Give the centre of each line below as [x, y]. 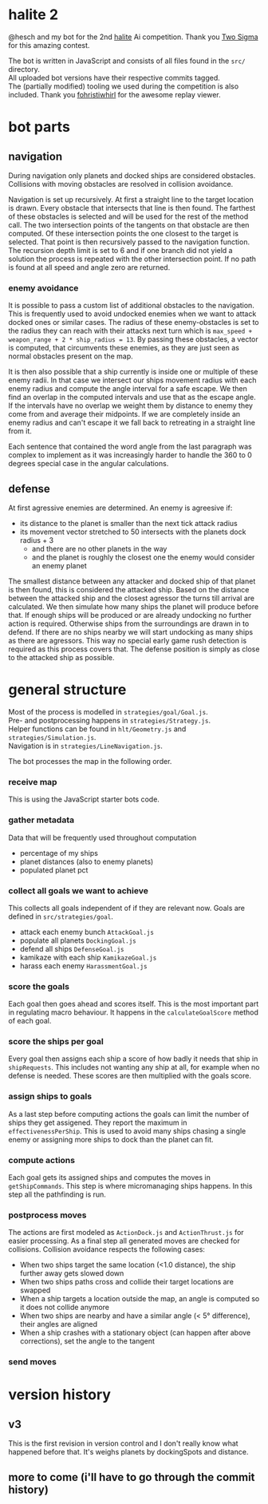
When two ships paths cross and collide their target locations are [126, 1282]
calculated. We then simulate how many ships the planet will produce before [134, 607]
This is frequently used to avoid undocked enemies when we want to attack [132, 314]
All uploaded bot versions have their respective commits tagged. [114, 77]
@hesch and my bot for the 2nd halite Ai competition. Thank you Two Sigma [133, 37]
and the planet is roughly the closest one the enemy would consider [143, 557]
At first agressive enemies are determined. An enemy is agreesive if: [120, 508]
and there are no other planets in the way [99, 549]
